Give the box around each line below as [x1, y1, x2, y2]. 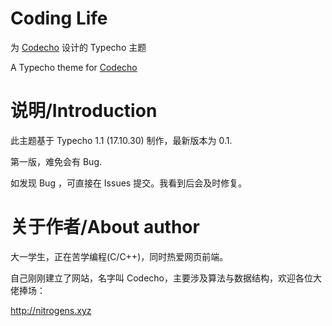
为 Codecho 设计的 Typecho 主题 [10, 41, 147, 53]
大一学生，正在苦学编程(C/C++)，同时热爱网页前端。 [10, 250, 229, 262]
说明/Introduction [10, 100, 158, 122]
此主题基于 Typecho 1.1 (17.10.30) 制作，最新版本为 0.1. [10, 134, 233, 146]
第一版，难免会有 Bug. [10, 155, 102, 167]
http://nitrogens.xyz [10, 304, 92, 316]
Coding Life [10, 7, 108, 30]
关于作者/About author [10, 216, 200, 239]
